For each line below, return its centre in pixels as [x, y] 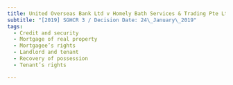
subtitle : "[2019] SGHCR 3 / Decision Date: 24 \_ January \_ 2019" [102, 20]
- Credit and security [46, 33]
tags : [15, 26]
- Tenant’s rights [40, 65]
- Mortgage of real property [55, 39]
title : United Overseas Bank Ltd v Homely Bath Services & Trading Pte [113, 13]
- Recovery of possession [51, 59]
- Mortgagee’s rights [45, 46]
